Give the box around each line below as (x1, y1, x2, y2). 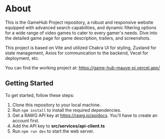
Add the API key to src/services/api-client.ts (12, 123, 105, 129)
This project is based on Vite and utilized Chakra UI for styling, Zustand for (5, 45, 157, 50)
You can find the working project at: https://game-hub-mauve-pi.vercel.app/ (5, 65, 160, 71)
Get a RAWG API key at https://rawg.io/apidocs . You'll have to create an (12, 112, 158, 118)
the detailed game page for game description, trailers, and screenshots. (5, 35, 151, 41)
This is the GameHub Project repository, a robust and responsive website (5, 19, 154, 25)
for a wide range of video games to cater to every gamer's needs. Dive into (5, 30, 158, 36)
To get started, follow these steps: (5, 92, 75, 98)
